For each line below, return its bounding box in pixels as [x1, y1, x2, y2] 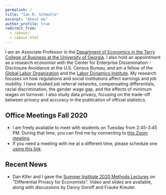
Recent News [5, 160, 47, 169]
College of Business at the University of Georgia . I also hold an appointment [5, 54, 161, 60]
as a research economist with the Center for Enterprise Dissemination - [5, 59, 152, 65]
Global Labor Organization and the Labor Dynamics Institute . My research [5, 70, 157, 76]
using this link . [12, 145, 42, 151]
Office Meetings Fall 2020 [5, 111, 88, 120]
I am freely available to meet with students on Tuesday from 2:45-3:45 [12, 124, 158, 130]
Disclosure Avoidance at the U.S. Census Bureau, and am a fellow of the [5, 64, 153, 70]
